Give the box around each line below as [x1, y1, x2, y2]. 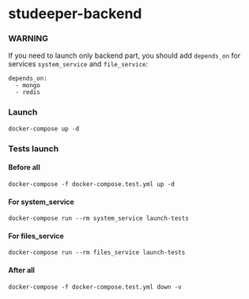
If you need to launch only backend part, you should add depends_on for [8, 51, 241, 60]
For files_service [8, 231, 65, 240]
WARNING [8, 33, 49, 44]
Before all [8, 163, 41, 172]
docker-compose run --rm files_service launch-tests [8, 248, 186, 257]
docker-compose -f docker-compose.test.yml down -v [8, 282, 182, 291]
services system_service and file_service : [8, 59, 149, 69]
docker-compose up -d [8, 124, 80, 133]
